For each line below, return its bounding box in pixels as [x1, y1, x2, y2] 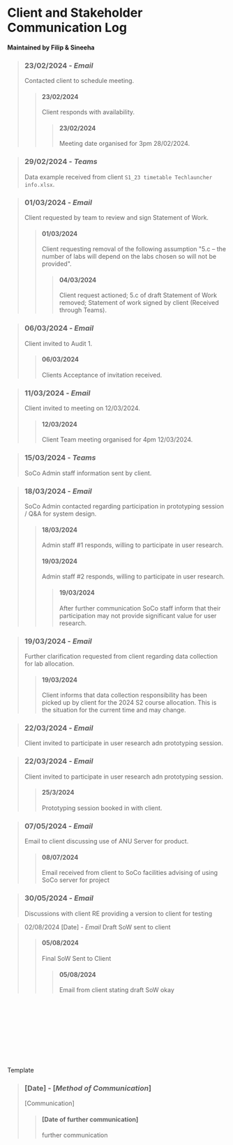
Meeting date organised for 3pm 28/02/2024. [59, 140, 190, 148]
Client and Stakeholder [7, 5, 143, 21]
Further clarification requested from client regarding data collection [24, 652, 218, 660]
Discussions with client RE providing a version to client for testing [24, 909, 213, 918]
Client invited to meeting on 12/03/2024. [24, 404, 141, 412]
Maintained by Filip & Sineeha [7, 43, 95, 52]
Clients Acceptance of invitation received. [41, 371, 163, 379]
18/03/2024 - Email [24, 486, 92, 496]
